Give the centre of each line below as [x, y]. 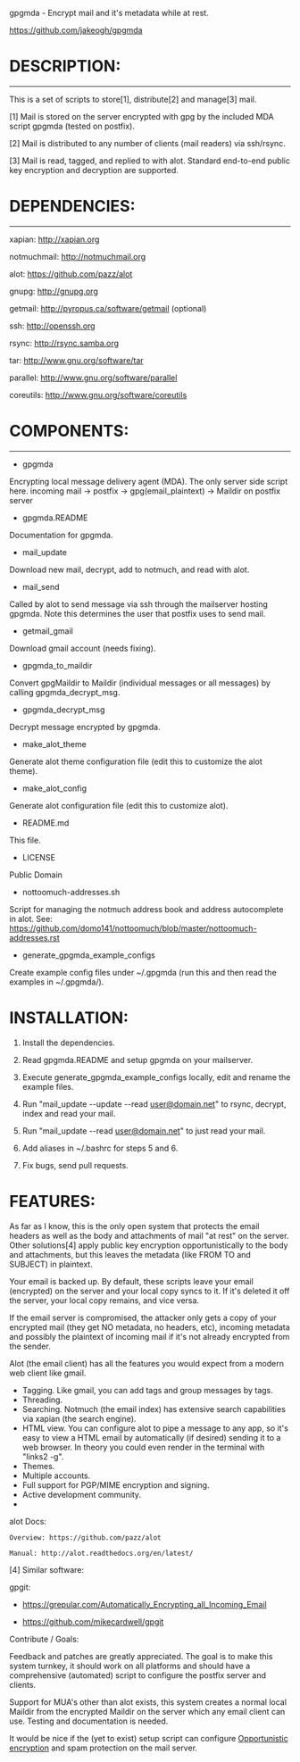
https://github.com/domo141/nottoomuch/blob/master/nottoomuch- [133, 928]
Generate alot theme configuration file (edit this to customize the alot [136, 761]
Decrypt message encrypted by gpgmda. [85, 727]
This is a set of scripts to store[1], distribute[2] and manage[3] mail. [133, 99]
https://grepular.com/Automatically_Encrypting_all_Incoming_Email [144, 1604]
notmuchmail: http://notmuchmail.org [78, 256]
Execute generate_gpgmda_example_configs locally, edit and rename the [156, 1077]
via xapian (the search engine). [79, 1418]
